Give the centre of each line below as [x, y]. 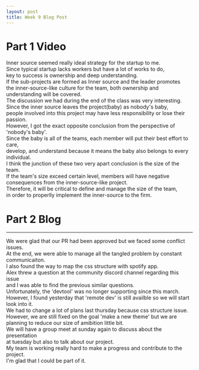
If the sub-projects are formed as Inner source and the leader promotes [93, 82]
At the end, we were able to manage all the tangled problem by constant [94, 254]
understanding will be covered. [44, 94]
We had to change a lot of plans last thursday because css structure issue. [97, 310]
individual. [19, 157]
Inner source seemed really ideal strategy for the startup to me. [84, 63]
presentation [22, 336]
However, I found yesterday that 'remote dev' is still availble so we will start [98, 298]
